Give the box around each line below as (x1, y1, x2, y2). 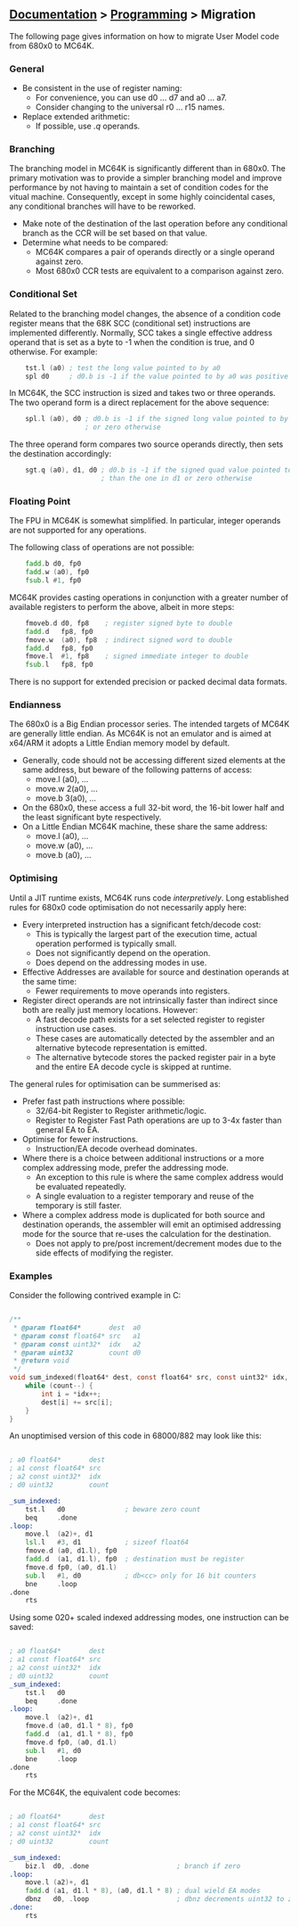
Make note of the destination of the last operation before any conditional (21, 218, 288, 229)
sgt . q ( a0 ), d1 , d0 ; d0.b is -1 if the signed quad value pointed (25, 465, 280, 475)
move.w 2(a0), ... (35, 784, 98, 795)
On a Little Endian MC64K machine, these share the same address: (21, 821, 269, 832)
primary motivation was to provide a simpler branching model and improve (9, 173, 282, 184)
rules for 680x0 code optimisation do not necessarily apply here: (9, 902, 247, 912)
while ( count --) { (25, 1381, 93, 1390)
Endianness (9, 699, 61, 712)
